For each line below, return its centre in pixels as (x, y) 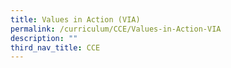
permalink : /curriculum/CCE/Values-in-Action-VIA (116, 29)
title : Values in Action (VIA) (75, 19)
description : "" (44, 38)
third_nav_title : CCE (55, 47)
